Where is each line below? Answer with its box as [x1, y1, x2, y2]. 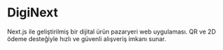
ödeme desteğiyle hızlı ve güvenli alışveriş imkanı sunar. [7, 34, 166, 42]
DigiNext [7, 5, 59, 21]
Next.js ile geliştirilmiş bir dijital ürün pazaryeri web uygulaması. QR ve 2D [7, 27, 216, 36]
